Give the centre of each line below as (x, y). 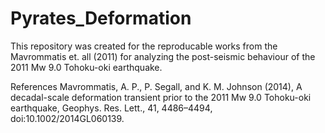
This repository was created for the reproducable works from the (144, 46)
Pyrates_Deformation (101, 18)
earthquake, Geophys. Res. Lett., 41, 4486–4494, (111, 108)
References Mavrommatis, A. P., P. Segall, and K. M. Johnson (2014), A (156, 86)
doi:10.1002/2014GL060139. (67, 118)
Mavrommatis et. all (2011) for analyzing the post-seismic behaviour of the (163, 56)
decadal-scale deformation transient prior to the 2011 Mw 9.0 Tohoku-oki (161, 97)
